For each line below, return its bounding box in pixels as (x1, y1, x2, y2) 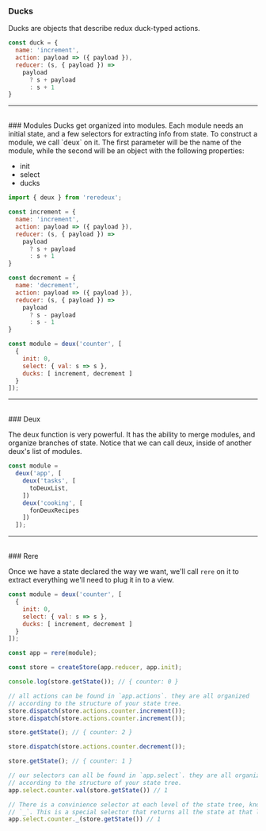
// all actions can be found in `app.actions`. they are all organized (8, 692, 249, 700)
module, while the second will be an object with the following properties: (8, 146, 245, 156)
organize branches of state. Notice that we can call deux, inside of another (8, 438, 252, 448)
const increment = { (8, 208, 77, 216)
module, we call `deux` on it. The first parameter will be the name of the (8, 137, 241, 148)
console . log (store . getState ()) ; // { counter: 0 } (8, 678, 179, 686)
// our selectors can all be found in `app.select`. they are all (8, 771, 232, 779)
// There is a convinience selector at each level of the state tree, (8, 800, 246, 809)
